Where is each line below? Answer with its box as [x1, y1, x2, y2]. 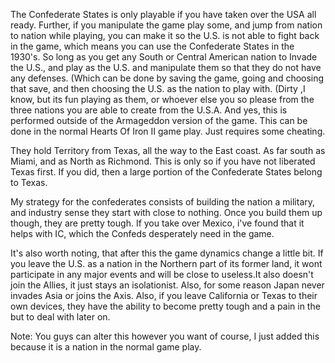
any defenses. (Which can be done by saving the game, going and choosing [10, 72, 325, 84]
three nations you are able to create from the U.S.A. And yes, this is [10, 104, 288, 116]
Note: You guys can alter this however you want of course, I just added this [10, 330, 320, 342]
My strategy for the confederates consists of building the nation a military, [10, 196, 316, 208]
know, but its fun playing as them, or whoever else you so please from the [10, 94, 315, 105]
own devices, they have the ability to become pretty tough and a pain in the [10, 300, 321, 312]
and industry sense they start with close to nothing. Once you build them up [10, 207, 323, 218]
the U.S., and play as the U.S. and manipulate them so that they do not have [10, 62, 322, 73]
